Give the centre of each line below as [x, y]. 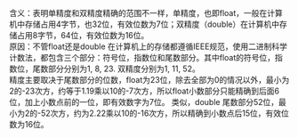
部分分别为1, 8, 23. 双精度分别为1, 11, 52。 [124, 69]
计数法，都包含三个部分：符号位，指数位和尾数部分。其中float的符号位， [142, 57]
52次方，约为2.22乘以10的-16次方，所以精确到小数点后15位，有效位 [165, 113]
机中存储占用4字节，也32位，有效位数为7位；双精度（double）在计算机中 [145, 24]
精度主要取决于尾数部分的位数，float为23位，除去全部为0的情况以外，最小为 [149, 80]
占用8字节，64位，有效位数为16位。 [83, 35]
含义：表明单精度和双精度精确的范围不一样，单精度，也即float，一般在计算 [146, 13]
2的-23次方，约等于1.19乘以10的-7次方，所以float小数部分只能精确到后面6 [145, 91]
